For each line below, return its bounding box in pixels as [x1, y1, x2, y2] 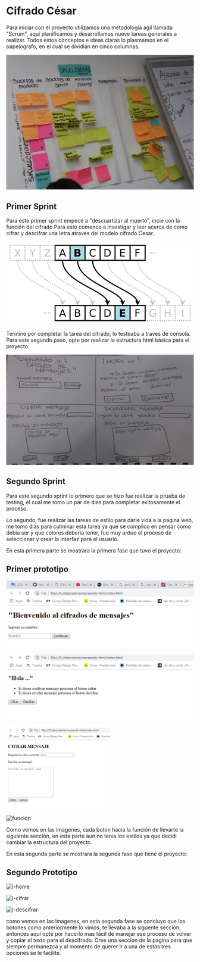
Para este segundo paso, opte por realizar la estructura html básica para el [6, 336, 190, 343]
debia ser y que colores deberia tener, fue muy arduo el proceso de [6, 529, 172, 536]
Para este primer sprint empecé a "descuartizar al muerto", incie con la [6, 217, 180, 224]
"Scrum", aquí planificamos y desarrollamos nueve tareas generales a [6, 30, 177, 37]
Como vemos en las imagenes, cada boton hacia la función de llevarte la [6, 826, 184, 833]
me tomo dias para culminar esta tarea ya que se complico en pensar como [6, 523, 192, 530]
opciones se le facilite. [6, 949, 61, 957]
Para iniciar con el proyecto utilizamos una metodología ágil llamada [6, 24, 173, 31]
